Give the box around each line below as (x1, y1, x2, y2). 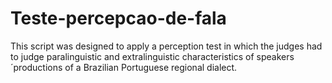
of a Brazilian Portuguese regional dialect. (64, 61, 238, 73)
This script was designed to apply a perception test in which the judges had (10, 40, 323, 52)
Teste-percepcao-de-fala (10, 7, 227, 30)
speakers (256, 50, 295, 62)
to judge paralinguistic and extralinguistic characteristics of (10, 50, 255, 62)
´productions (10, 61, 63, 73)
